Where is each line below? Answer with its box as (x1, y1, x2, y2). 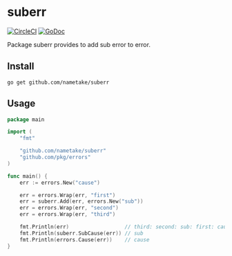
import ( (7, 129, 32, 136)
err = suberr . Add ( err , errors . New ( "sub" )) (19, 198, 144, 205)
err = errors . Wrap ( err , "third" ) (19, 211, 116, 218)
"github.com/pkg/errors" (19, 154, 91, 161)
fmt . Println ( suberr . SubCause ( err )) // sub (19, 230, 144, 237)
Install (7, 60, 35, 73)
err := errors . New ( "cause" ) (19, 179, 100, 186)
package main (7, 116, 45, 123)
